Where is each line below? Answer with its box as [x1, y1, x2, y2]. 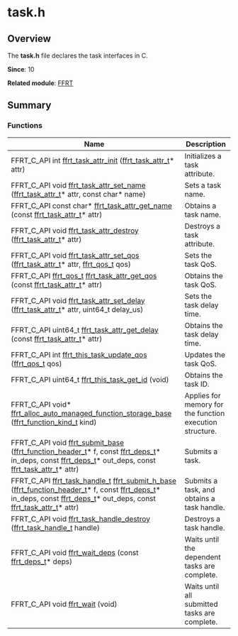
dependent [184, 552, 221, 561]
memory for [184, 399, 224, 409]
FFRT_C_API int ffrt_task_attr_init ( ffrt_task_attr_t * [11, 155, 175, 165]
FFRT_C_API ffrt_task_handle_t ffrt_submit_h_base [11, 476, 177, 486]
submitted [184, 599, 218, 609]
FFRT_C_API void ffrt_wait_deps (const [11, 547, 140, 557]
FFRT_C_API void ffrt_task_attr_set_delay [11, 295, 145, 305]
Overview [7, 33, 52, 45]
